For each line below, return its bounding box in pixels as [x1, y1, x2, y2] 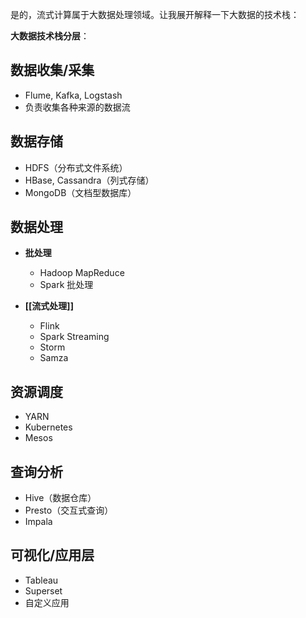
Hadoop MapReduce [39, 267, 125, 279]
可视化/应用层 [10, 547, 95, 564]
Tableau [24, 574, 59, 586]
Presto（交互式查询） [24, 504, 114, 517]
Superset [24, 584, 63, 597]
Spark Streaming [39, 331, 110, 343]
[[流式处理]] [24, 300, 74, 312]
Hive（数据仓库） [24, 492, 97, 504]
